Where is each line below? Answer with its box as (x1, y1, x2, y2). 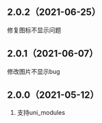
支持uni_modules (16, 109, 66, 117)
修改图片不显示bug (7, 67, 60, 75)
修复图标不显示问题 (7, 26, 62, 34)
